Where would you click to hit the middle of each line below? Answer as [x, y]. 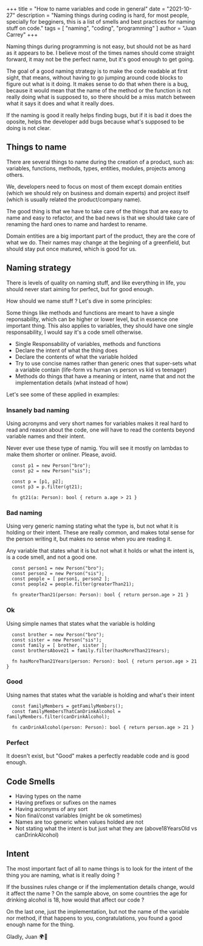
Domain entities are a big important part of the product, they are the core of [101, 236]
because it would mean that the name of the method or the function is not [98, 90]
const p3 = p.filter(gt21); [47, 487]
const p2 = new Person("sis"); [51, 471]
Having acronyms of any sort [51, 809]
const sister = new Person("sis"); [57, 640]
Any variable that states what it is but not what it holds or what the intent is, [100, 551]
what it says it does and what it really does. [60, 103]
